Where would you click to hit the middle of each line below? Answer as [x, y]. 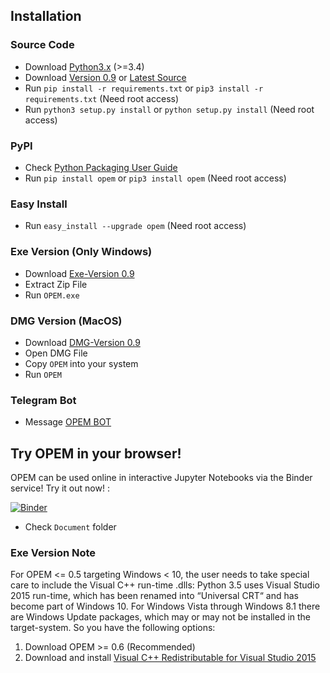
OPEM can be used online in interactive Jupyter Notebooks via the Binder [161, 477]
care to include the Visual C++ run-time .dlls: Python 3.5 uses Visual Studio [165, 585]
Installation [46, 16]
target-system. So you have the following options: [113, 628]
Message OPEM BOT [68, 422]
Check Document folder [70, 526]
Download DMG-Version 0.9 [82, 342]
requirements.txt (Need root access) [102, 98]
